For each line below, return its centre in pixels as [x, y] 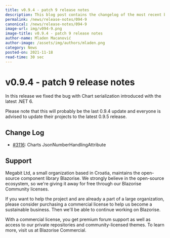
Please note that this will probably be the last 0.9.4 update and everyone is [83, 111]
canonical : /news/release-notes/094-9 [46, 24]
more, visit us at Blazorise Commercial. [46, 230]
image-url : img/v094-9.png [34, 29]
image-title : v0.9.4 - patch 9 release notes [54, 33]
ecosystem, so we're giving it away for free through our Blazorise [73, 183]
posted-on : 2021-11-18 [29, 52]
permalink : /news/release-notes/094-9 [46, 19]
